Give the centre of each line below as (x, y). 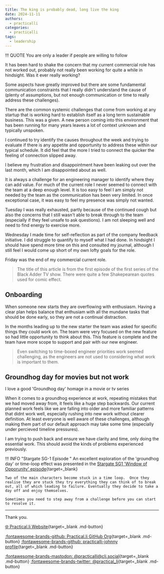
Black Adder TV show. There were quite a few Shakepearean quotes (86, 274)
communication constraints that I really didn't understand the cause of (76, 90)
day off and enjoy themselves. (37, 491)
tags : (10, 37)
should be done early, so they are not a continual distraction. (66, 317)
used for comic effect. (39, 279)
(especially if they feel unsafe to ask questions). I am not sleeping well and (80, 220)
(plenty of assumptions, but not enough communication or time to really (77, 95)
